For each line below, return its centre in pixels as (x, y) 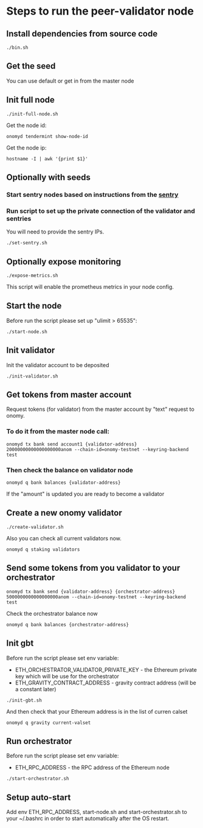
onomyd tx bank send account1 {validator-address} (72, 444)
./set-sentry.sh (27, 243)
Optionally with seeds (49, 178)
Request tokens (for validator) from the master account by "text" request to (100, 409)
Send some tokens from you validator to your (93, 568)
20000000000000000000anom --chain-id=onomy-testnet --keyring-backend (98, 449)
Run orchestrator (39, 741)
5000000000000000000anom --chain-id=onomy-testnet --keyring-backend (96, 597)
